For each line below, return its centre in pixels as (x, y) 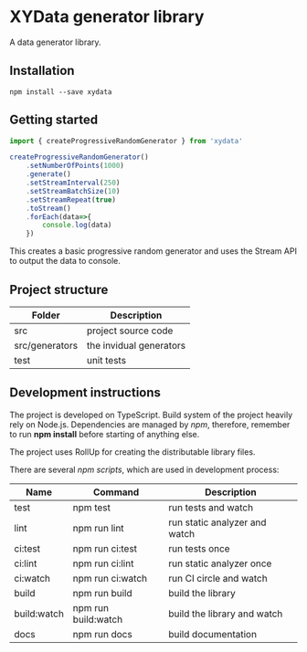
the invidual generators (136, 346)
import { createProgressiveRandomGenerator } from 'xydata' (127, 141)
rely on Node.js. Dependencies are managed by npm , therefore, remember (150, 424)
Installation (42, 71)
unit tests (106, 360)
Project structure (59, 289)
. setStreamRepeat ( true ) (71, 200)
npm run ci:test (105, 548)
